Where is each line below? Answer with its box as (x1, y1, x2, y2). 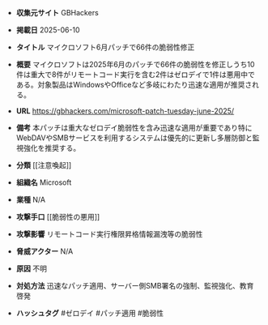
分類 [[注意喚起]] (15, 160, 72, 169)
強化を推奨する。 (23, 143, 81, 152)
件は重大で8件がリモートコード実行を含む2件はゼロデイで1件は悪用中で (15, 70, 255, 79)
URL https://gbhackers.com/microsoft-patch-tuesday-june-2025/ (15, 106, 235, 116)
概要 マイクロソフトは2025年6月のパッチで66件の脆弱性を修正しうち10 (15, 60, 255, 69)
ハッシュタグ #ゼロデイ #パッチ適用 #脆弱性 (15, 308, 164, 318)
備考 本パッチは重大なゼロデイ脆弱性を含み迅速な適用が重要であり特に (15, 123, 253, 132)
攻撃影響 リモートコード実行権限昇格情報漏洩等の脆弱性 (15, 229, 203, 238)
